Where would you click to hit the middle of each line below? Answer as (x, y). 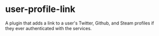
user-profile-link (40, 9)
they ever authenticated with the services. (48, 28)
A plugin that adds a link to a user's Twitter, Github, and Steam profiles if (79, 23)
